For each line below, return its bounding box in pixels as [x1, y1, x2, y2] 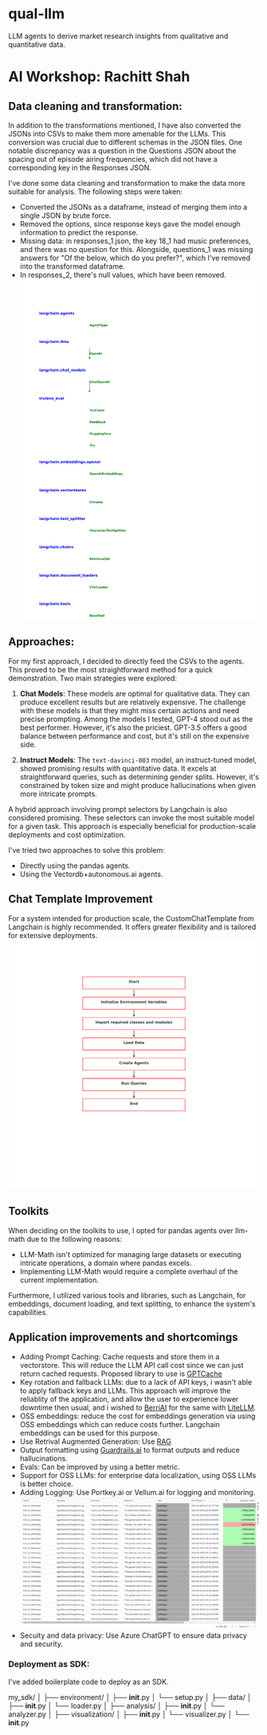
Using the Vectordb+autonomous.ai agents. [19, 869, 163, 878]
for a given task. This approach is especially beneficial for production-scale [8, 821, 257, 830]
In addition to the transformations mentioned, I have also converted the [8, 120, 241, 130]
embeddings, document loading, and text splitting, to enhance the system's [8, 1299, 257, 1308]
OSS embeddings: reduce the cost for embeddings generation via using [19, 1411, 256, 1421]
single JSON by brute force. [19, 211, 112, 220]
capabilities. [8, 1307, 48, 1317]
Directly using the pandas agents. [19, 861, 131, 870]
